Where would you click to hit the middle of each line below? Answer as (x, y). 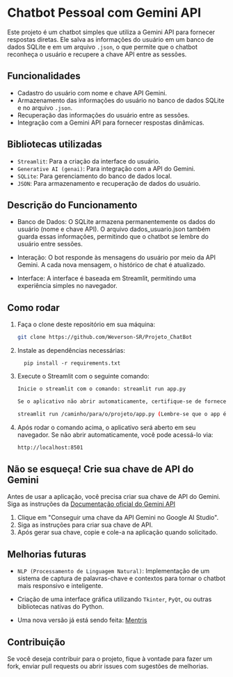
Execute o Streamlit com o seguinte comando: (83, 376)
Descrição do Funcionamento (72, 205)
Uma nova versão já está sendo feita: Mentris (82, 620)
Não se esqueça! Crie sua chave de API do (101, 469)
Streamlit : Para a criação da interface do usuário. (89, 161)
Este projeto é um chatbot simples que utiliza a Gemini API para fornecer (111, 32)
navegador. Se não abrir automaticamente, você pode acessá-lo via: (115, 435)
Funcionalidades (44, 76)
